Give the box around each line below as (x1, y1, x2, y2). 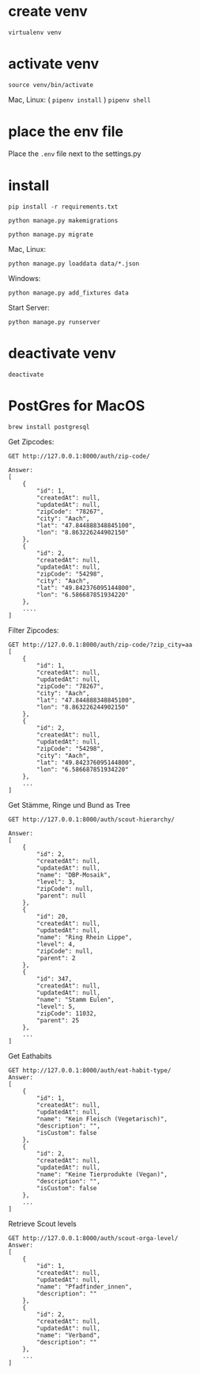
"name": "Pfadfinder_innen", (36, 1282, 133, 1291)
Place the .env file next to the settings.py (8, 149, 142, 158)
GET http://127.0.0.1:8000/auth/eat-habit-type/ (8, 1066, 172, 1075)
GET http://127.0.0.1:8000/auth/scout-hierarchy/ (8, 815, 175, 824)
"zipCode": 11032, (36, 1009, 97, 1018)
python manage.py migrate (8, 230, 93, 238)
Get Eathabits (8, 1051, 52, 1060)
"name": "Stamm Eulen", (36, 995, 115, 1003)
